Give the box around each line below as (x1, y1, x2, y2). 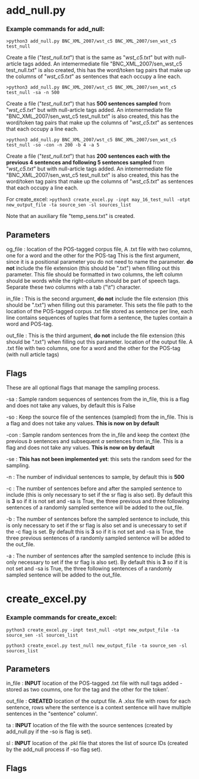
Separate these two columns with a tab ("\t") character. (6, 283, 141, 291)
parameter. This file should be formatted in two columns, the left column (6, 271, 183, 278)
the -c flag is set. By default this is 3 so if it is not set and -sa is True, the (6, 528, 184, 535)
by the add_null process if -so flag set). (6, 746, 102, 753)
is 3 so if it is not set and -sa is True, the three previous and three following (6, 498, 190, 505)
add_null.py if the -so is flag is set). (6, 728, 92, 736)
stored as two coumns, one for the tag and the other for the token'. (6, 686, 169, 693)
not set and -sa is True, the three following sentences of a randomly (6, 565, 172, 572)
